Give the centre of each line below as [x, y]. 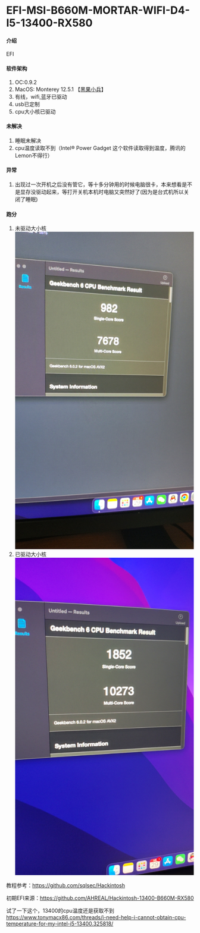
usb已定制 [27, 104]
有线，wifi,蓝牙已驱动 [41, 96]
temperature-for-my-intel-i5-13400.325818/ [60, 923]
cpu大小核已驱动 [35, 111]
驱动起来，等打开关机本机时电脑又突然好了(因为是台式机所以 [110, 192]
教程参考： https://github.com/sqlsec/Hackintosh [66, 885]
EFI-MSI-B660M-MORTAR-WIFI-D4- [98, 10]
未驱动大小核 [30, 228]
